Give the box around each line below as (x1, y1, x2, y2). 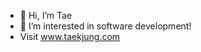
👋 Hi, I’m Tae (19, 10, 73, 21)
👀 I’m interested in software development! (19, 20, 192, 32)
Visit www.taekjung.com (19, 31, 121, 42)
